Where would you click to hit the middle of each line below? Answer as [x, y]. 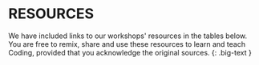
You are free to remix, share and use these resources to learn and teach [127, 44]
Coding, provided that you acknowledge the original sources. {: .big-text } [130, 52]
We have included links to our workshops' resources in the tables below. [128, 36]
